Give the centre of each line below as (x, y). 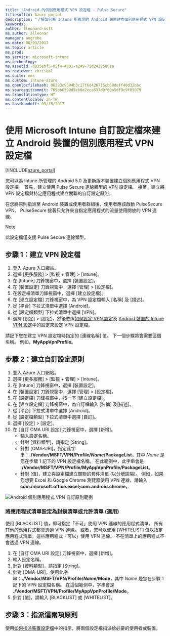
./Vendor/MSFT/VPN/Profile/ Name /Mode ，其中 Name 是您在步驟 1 (93, 578)
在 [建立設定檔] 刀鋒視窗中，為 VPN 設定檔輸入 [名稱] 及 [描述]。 (80, 300)
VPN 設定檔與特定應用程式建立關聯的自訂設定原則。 (59, 193)
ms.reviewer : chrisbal (29, 71)
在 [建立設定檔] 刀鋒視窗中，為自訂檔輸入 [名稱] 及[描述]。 (73, 404)
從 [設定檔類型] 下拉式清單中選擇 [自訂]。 (55, 417)
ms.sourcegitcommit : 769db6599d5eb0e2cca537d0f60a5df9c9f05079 (73, 90)
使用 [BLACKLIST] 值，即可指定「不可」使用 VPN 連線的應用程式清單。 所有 (84, 523)
